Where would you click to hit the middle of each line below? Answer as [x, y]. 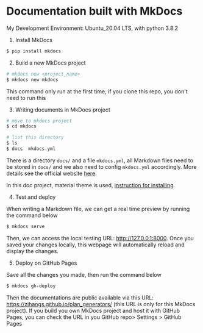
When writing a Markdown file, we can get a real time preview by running [98, 209]
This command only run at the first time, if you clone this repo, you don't [97, 91]
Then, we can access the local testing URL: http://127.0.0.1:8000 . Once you [100, 238]
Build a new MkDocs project [51, 63]
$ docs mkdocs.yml [31, 149]
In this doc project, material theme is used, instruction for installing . [91, 185]
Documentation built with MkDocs [94, 11]
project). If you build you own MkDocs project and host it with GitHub [93, 310]
